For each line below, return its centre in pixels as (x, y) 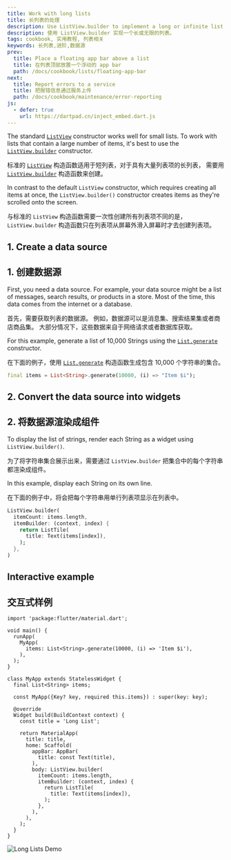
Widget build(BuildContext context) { (69, 716)
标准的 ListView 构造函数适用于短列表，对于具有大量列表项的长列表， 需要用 (116, 165)
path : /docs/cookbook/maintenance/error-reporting (88, 97)
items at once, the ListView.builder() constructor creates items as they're (113, 195)
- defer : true (33, 110)
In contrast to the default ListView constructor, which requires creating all (112, 187)
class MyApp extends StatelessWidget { (64, 679)
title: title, (46, 740)
